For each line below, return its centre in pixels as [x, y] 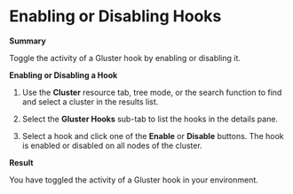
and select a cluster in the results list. [90, 101]
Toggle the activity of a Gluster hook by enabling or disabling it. [125, 58]
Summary [28, 41]
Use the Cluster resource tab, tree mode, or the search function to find [152, 92]
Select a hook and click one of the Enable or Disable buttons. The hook [153, 136]
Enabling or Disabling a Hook [63, 75]
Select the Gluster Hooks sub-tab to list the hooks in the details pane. [150, 119]
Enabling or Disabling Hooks [115, 16]
